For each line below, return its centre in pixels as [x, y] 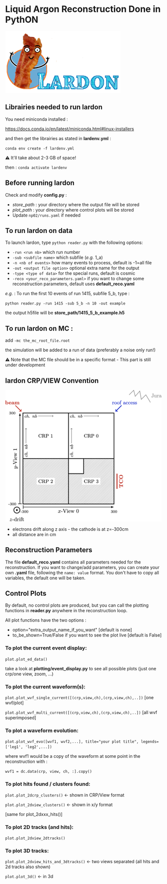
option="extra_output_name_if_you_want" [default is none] [72, 630]
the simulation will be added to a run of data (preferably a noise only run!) [80, 350]
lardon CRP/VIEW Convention [52, 380]
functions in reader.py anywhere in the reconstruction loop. [66, 611]
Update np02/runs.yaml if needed [46, 215]
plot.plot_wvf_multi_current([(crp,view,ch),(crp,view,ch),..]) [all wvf [81, 712]
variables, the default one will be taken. [45, 578]
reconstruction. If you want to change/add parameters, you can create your [83, 567]
